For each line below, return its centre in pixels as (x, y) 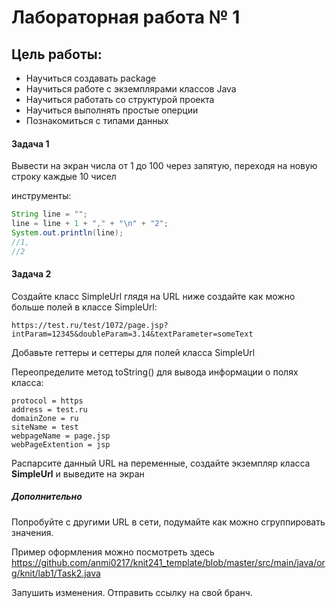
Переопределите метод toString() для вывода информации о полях (155, 372)
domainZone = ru (45, 418)
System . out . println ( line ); (67, 232)
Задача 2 (31, 274)
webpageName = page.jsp (61, 436)
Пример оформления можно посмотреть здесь (113, 552)
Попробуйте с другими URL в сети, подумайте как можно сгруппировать (168, 522)
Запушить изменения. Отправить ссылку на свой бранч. (132, 592)
